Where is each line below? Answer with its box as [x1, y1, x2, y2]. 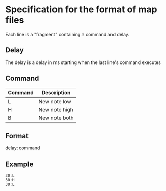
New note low [38, 98, 71, 105]
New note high [38, 106, 74, 113]
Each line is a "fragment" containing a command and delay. [5, 31, 130, 37]
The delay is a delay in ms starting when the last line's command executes [5, 59, 161, 66]
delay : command [5, 145, 40, 151]
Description [41, 89, 71, 96]
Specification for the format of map [5, 4, 157, 15]
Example [5, 160, 34, 168]
